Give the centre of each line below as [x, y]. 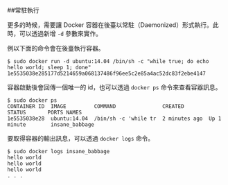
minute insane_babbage [51, 125]
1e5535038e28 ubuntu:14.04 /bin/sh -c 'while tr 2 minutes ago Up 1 [114, 118]
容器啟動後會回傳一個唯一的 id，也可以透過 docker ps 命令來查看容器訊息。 [114, 87]
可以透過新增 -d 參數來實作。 [61, 34]
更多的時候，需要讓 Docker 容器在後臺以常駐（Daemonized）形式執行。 [110, 25]
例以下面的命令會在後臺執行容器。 [56, 48]
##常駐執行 [23, 10]
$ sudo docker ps [32, 100]
